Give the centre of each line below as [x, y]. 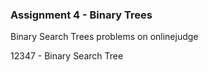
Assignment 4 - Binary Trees [81, 15]
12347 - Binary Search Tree [67, 56]
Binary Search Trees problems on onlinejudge [104, 37]
